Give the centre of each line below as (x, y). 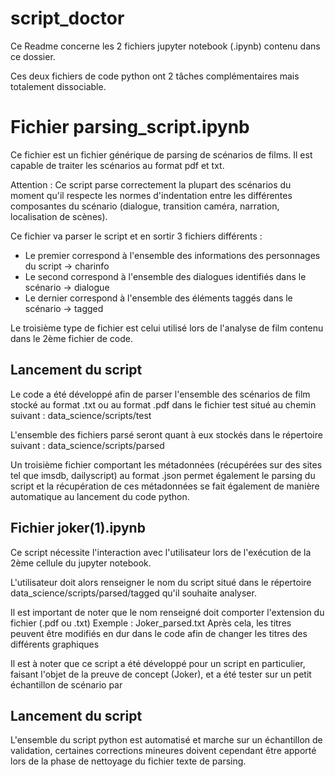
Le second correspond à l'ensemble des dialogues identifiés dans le (165, 276)
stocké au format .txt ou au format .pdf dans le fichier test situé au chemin (163, 404)
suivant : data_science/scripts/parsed (87, 445)
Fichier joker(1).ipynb (78, 528)
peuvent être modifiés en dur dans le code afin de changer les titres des (159, 633)
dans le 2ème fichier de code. (72, 338)
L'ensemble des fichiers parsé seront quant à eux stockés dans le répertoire (166, 434)
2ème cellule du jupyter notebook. (81, 563)
